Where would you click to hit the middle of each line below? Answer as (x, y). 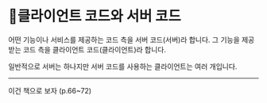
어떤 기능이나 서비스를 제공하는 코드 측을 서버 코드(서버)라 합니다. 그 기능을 (124, 40)
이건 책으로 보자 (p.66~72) (50, 90)
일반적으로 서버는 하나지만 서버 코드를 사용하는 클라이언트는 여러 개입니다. (123, 66)
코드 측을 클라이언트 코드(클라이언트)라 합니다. (95, 49)
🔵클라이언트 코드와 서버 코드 (95, 16)
